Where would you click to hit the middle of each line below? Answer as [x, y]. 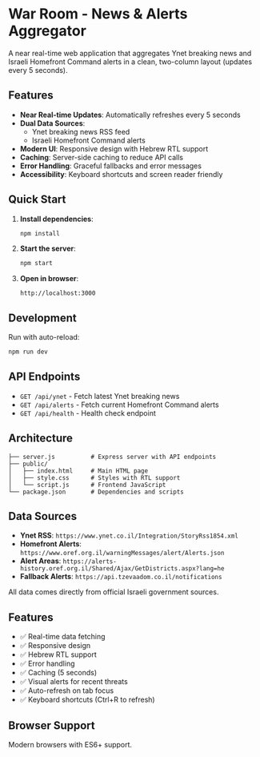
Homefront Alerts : [51, 544]
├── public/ [28, 464]
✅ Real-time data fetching [62, 637]
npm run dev [28, 352]
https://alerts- [90, 562]
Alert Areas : [40, 561]
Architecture [41, 439]
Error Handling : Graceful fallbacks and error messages [111, 166]
